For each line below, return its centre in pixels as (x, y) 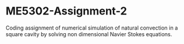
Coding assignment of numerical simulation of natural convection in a (92, 28)
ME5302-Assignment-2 (66, 11)
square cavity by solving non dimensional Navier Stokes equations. (89, 34)
